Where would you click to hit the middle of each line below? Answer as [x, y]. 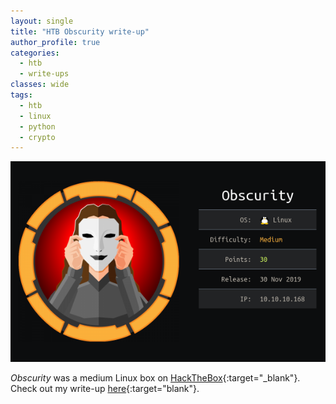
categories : [35, 53]
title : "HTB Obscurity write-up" [80, 31]
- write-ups [44, 74]
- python [37, 126]
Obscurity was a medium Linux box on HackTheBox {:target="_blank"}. [155, 378]
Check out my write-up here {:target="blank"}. [105, 389]
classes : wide [40, 85]
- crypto [37, 137]
